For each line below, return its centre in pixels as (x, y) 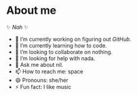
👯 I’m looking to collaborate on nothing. (64, 52)
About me (31, 11)
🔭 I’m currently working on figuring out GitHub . (73, 39)
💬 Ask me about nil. (39, 64)
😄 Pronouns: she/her (41, 80)
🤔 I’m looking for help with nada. (55, 58)
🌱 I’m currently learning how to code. (61, 45)
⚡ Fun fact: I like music (43, 87)
